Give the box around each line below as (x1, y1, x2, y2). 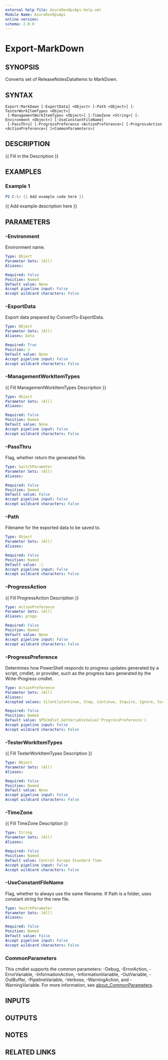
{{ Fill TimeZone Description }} (5, 820, 68, 826)
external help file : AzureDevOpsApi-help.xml (5, 7, 101, 13)
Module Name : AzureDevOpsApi (5, 12, 66, 17)
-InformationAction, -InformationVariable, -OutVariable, (34, 971, 148, 977)
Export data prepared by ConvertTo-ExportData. (5, 314, 104, 321)
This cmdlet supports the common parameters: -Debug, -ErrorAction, (5, 966, 148, 972)
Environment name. (5, 244, 45, 250)
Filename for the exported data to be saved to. (5, 524, 101, 531)
